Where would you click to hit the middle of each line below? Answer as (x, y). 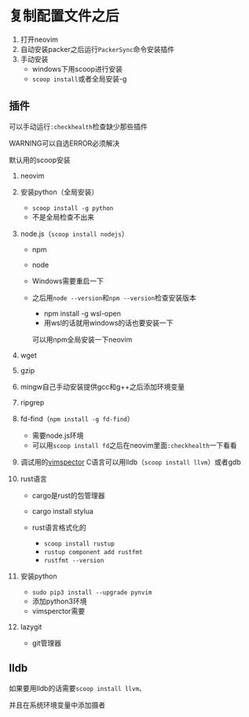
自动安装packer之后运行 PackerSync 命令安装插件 (97, 49)
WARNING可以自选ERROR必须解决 (64, 143)
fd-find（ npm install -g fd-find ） (77, 419)
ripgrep (32, 402)
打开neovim (39, 39)
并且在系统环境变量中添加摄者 (57, 704)
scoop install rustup (79, 544)
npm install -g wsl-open (82, 313)
